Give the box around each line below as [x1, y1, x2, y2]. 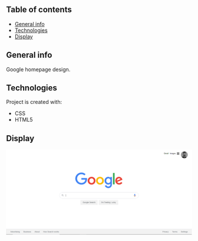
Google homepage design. [6, 66, 71, 73]
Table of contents [6, 5, 72, 15]
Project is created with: [6, 99, 62, 106]
